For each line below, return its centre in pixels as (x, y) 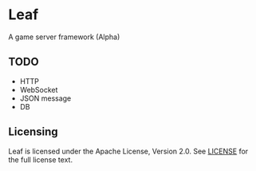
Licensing (33, 132)
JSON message (45, 98)
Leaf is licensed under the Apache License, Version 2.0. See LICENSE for (128, 151)
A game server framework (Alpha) (64, 37)
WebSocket (39, 89)
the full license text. (41, 159)
